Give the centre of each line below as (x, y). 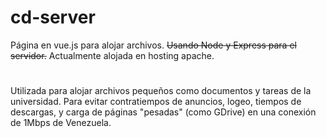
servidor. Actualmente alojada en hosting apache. (112, 55)
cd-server (53, 17)
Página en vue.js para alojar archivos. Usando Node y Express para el (153, 45)
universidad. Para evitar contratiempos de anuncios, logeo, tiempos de (156, 102)
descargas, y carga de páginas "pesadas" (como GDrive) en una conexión (163, 112)
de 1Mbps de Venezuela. (61, 123)
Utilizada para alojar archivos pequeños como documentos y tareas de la (161, 91)
